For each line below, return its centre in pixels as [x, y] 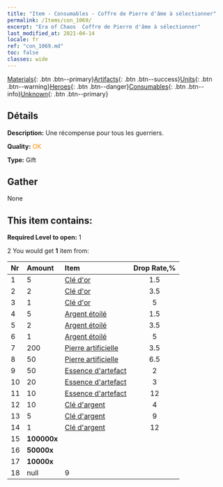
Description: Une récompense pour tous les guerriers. [85, 133]
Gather [23, 181]
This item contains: [50, 220]
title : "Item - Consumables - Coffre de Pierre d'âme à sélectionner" [112, 14]
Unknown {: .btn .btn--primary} [64, 94]
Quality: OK [24, 146]
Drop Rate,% [155, 268]
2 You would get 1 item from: [48, 251]
